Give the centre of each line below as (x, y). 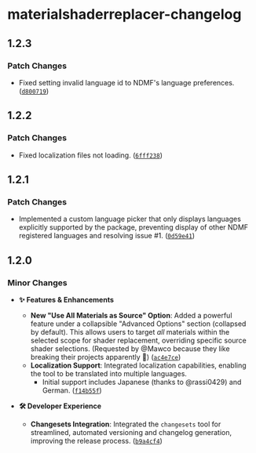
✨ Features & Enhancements (66, 299)
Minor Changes (37, 282)
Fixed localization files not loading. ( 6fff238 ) (90, 155)
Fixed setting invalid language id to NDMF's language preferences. (126, 82)
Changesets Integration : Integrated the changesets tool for (126, 424)
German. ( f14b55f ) (72, 390)
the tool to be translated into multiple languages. (109, 373)
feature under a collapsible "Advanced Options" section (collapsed (138, 324)
